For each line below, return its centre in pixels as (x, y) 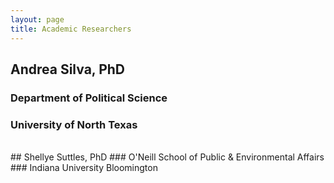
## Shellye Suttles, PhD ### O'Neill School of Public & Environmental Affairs (167, 157)
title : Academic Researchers (71, 29)
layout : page (37, 19)
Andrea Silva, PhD (68, 69)
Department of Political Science (89, 98)
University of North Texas (74, 124)
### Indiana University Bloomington (84, 168)
